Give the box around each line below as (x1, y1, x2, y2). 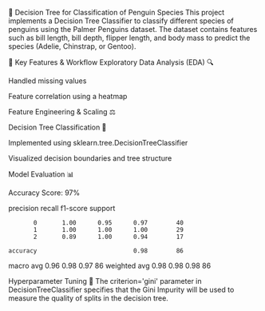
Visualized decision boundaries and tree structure (8, 154, 172, 163)
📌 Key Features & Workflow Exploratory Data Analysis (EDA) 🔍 (8, 58, 214, 67)
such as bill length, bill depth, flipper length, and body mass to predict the (8, 33, 251, 42)
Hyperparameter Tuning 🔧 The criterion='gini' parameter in (8, 277, 202, 285)
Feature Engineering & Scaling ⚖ (8, 107, 116, 116)
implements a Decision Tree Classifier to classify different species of (8, 16, 234, 26)
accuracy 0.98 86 (8, 247, 184, 255)
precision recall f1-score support (8, 204, 116, 213)
